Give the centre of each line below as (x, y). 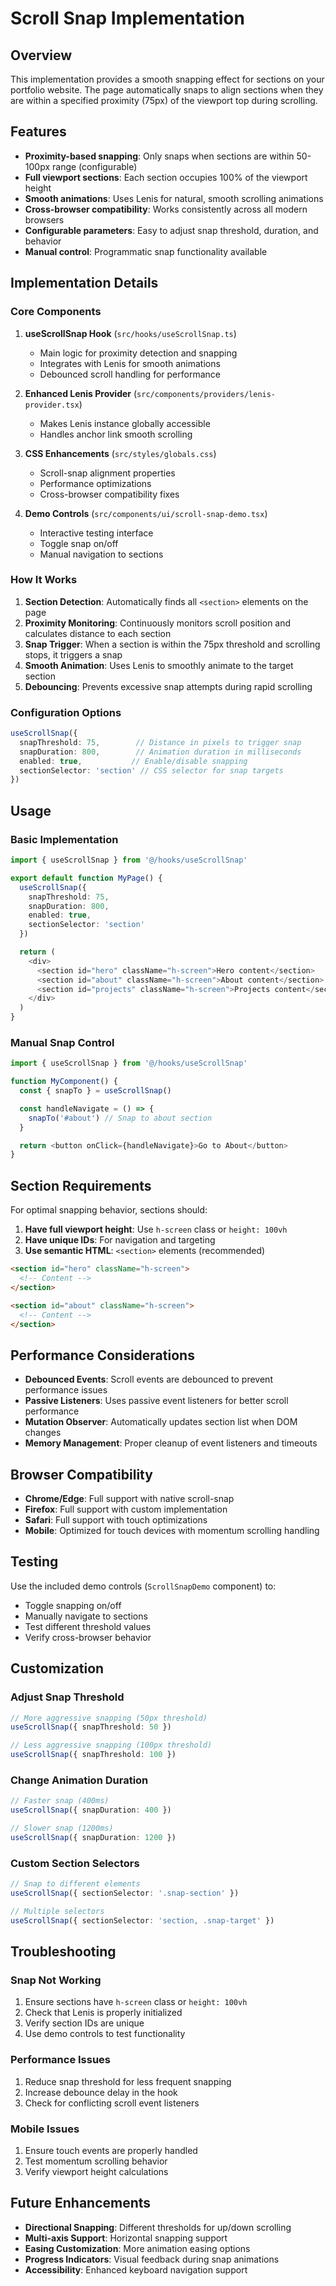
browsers (44, 219)
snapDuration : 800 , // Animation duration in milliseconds (160, 752)
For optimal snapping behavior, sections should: (109, 1210)
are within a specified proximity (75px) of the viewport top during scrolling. (164, 100)
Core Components (56, 312)
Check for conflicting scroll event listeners (112, 2103)
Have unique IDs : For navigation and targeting (120, 1240)
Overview (41, 55)
